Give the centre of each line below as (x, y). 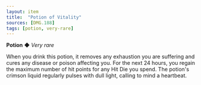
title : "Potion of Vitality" (44, 17)
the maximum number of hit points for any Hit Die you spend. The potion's (98, 70)
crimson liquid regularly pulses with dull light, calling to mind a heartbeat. (97, 75)
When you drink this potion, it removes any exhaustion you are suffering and (100, 56)
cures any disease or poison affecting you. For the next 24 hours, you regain (101, 63)
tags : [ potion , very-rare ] (40, 28)
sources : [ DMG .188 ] (31, 23)
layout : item (22, 12)
